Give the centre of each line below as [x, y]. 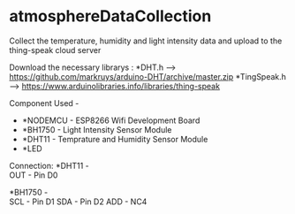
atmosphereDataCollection [110, 16]
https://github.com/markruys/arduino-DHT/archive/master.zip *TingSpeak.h [148, 76]
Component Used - [44, 103]
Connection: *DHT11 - [49, 165]
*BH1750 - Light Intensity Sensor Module [97, 129]
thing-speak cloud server [55, 50]
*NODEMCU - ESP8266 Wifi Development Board [111, 120]
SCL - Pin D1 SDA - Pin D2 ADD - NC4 [78, 202]
